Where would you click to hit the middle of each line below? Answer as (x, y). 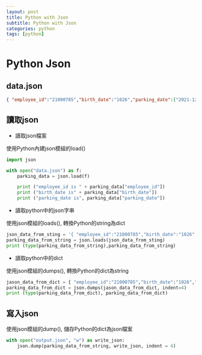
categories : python (31, 29)
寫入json (23, 313)
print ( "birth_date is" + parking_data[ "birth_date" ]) (87, 193)
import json (21, 160)
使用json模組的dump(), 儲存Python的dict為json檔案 (69, 329)
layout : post (23, 12)
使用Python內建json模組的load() (46, 148)
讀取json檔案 (31, 135)
